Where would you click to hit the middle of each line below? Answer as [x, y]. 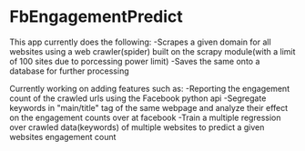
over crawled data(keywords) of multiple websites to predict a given [137, 127]
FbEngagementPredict [97, 17]
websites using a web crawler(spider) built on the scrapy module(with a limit [152, 51]
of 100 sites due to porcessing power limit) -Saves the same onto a [135, 61]
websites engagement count [63, 136]
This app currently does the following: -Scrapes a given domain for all [140, 42]
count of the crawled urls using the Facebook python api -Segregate [138, 98]
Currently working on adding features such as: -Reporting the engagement [149, 88]
